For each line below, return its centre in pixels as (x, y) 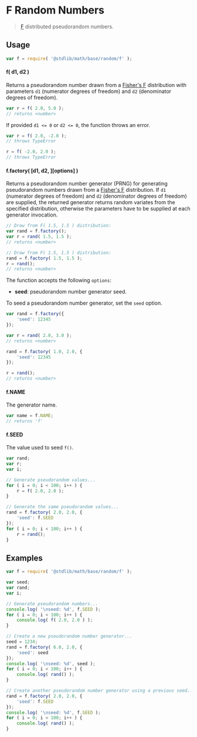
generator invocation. (32, 215)
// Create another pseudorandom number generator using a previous (90, 691)
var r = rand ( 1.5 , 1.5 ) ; (39, 237)
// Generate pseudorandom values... (51, 480)
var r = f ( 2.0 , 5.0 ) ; (35, 108)
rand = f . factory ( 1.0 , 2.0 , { (44, 351)
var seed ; (18, 582)
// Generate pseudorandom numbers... (52, 603)
